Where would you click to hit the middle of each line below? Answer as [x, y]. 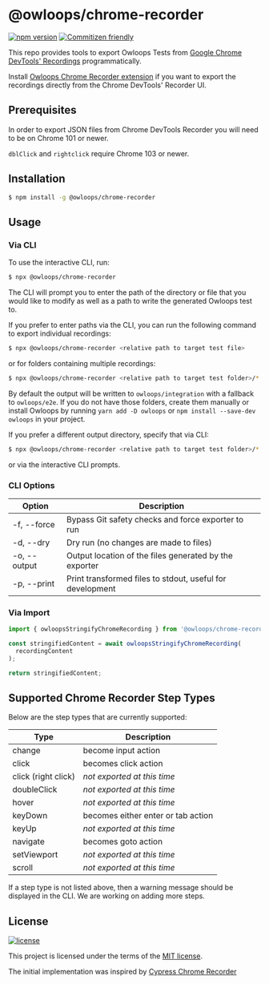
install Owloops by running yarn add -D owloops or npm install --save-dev [132, 410]
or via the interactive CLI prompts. [64, 464]
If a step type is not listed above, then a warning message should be [121, 888]
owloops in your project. [47, 419]
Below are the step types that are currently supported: [98, 717]
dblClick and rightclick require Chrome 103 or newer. [99, 153]
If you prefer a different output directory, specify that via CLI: [109, 434]
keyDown [30, 816]
